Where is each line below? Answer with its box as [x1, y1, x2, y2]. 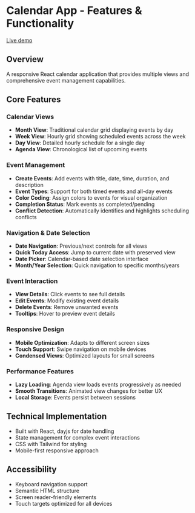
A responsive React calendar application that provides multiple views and [6, 70, 190, 78]
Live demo [6, 36, 33, 44]
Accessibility [6, 464, 57, 475]
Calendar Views [6, 113, 55, 121]
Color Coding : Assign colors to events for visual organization [15, 194, 168, 201]
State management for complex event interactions [15, 433, 140, 441]
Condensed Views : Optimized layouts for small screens [15, 352, 154, 359]
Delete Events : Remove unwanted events [15, 304, 119, 311]
